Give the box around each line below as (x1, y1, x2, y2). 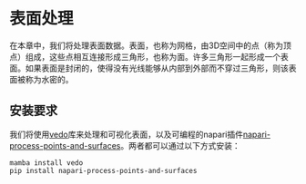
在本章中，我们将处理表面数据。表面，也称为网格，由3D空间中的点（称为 (9, 40, 284, 51)
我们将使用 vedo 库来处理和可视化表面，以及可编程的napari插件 (9, 129, 244, 140)
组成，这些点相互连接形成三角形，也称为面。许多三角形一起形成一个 (25, 51, 280, 62)
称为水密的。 (25, 73, 74, 84)
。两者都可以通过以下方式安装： (119, 140, 240, 150)
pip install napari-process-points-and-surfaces (9, 166, 198, 175)
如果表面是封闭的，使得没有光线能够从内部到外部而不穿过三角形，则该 (25, 63, 289, 73)
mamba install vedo (9, 158, 84, 168)
